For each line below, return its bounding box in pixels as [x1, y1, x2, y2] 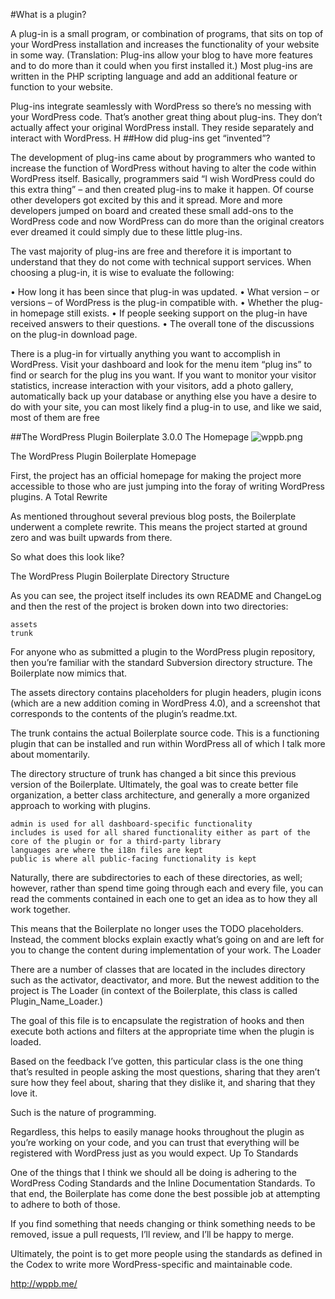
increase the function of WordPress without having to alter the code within [10, 162, 317, 174]
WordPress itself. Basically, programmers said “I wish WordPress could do [10, 173, 315, 184]
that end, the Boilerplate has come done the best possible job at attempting [10, 1188, 321, 1199]
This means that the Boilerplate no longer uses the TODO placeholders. [10, 923, 304, 934]
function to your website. [10, 81, 113, 93]
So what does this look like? [10, 551, 125, 563]
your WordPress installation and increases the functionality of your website [10, 39, 320, 50]
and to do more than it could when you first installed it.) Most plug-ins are [10, 60, 313, 71]
